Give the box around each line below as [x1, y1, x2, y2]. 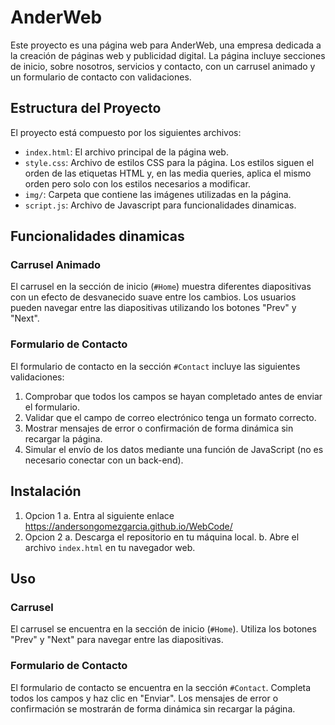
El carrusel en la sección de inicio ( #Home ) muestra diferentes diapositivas [10, 281, 312, 293]
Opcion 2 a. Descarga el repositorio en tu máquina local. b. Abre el [24, 531, 300, 543]
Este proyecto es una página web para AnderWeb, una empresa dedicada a [10, 39, 322, 51]
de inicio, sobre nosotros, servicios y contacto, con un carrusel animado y [10, 60, 316, 72]
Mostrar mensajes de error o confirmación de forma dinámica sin [24, 422, 294, 434]
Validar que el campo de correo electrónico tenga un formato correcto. [24, 411, 317, 423]
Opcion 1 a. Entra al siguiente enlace [24, 509, 175, 521]
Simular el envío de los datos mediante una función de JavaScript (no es [24, 443, 324, 455]
